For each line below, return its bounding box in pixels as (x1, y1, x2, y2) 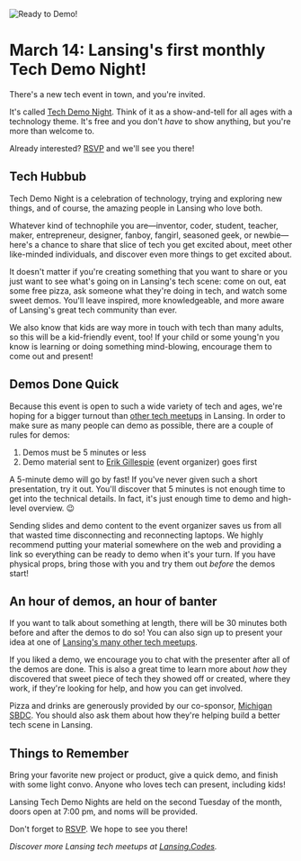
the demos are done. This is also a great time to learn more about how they (9, 664, 288, 675)
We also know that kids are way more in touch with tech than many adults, (9, 322, 285, 332)
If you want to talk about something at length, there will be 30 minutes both (9, 618, 288, 629)
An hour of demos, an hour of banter (9, 594, 217, 609)
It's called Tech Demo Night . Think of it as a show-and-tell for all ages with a (9, 106, 293, 117)
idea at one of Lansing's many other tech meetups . (9, 637, 198, 648)
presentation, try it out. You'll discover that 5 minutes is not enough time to (9, 483, 286, 494)
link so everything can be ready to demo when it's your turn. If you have (9, 548, 276, 559)
